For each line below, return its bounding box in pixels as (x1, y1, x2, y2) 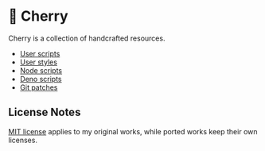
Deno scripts (19, 74, 62, 83)
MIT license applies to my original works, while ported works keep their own (8, 126, 258, 136)
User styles (19, 57, 58, 67)
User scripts (19, 48, 60, 58)
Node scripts (19, 65, 63, 75)
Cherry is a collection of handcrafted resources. (8, 33, 166, 43)
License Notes (8, 106, 81, 119)
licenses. (8, 135, 38, 145)
